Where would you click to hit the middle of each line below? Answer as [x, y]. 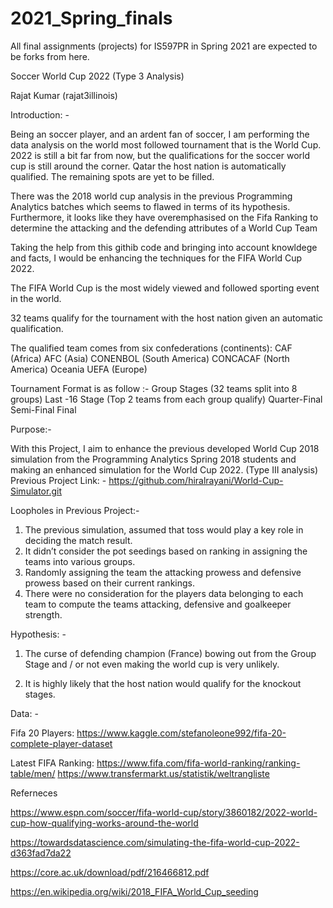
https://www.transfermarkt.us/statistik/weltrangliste [163, 773]
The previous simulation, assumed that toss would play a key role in [164, 529]
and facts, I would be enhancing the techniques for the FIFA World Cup [156, 258]
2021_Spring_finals [91, 18]
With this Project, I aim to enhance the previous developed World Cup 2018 [165, 448]
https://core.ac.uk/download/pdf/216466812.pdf [110, 872]
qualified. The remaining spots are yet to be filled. [112, 176]
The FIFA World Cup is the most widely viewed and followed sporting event [165, 288]
